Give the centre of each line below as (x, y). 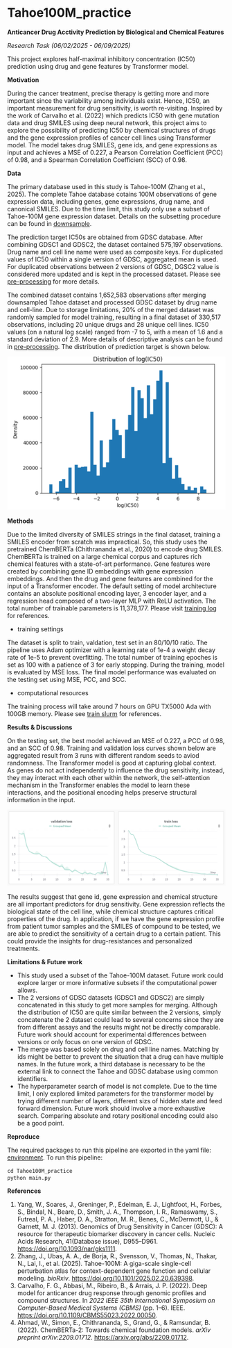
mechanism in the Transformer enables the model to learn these (99, 785)
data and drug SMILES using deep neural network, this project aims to (107, 122)
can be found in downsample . (50, 223)
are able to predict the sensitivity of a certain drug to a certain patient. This (114, 934)
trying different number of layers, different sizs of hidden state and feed (119, 1101)
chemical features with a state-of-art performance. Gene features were (109, 564)
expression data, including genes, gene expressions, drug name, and (106, 201)
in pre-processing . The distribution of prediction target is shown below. (109, 346)
